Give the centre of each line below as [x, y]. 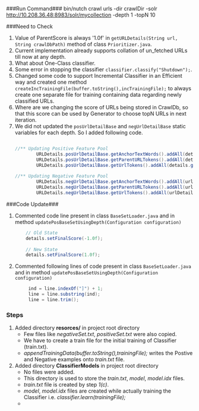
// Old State [42, 233]
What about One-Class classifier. [55, 63]
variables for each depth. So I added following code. [79, 132]
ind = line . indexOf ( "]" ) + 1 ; [66, 289]
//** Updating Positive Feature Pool [61, 148]
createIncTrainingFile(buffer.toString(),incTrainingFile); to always [103, 88]
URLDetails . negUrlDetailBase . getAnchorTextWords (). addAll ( [111, 182]
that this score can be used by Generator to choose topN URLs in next [101, 113]
